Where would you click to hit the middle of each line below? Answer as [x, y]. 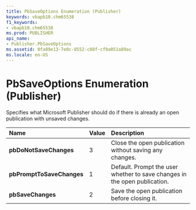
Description [127, 133]
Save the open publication [146, 191]
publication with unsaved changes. [48, 118]
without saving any [136, 150]
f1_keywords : [22, 22]
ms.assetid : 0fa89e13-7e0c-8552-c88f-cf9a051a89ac [69, 50]
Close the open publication [148, 142]
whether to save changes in [148, 174]
